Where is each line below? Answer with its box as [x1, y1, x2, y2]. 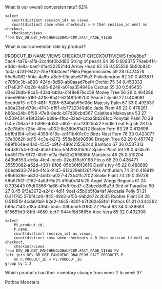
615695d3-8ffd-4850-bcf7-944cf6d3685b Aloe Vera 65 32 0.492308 [5, 209, 146, 215]
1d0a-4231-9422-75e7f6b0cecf [5, 68, 69, 74]
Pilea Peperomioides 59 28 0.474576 [70, 68, 145, 74]
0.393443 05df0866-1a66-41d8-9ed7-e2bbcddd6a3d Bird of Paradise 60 [5, 183, 155, 189]
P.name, [14, 227, 29, 232]
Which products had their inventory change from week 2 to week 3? [5, 270, 142, 275]
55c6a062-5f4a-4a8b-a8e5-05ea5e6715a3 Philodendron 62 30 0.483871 [5, 74, 154, 80]
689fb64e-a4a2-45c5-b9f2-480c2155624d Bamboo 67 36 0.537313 [5, 141, 144, 147]
